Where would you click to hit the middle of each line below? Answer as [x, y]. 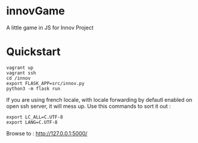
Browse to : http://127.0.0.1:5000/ [47, 133]
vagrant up [20, 68]
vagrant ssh [21, 73]
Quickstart [34, 52]
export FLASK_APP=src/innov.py [45, 83]
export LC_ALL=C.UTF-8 [35, 117]
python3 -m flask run [33, 89]
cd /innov [19, 78]
